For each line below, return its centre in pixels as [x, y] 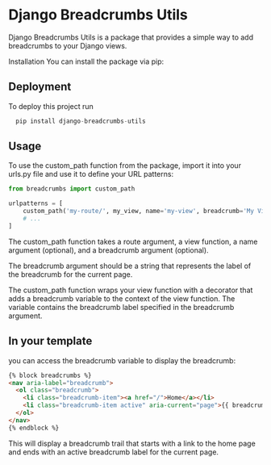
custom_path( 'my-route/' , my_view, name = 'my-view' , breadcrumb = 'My [138, 212]
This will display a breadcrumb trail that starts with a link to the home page [132, 443]
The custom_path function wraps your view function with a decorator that [131, 290]
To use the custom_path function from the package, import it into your [125, 165]
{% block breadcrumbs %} [50, 375]
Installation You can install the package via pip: [86, 61]
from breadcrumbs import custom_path [72, 189]
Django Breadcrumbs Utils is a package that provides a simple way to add [131, 37]
